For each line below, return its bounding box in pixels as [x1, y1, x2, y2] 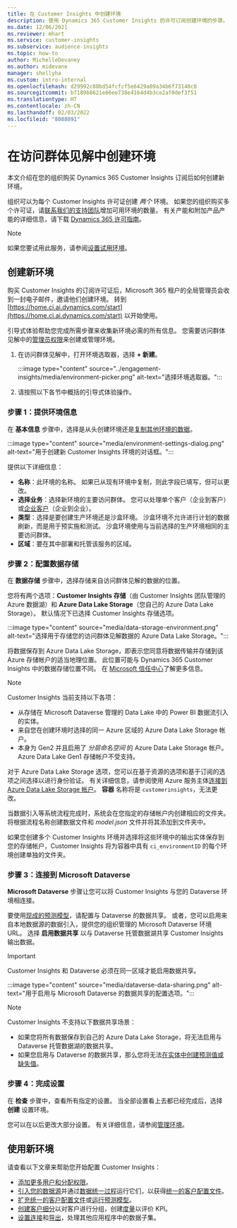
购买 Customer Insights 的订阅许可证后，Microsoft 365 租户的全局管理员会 [7, 286, 224, 294]
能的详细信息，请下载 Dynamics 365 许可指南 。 [7, 214, 146, 223]
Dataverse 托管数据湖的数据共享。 [17, 1042, 118, 1050]
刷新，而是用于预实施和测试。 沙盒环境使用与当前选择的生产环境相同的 [17, 522, 224, 530]
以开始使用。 [123, 311, 162, 320]
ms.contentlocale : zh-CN [7, 103, 80, 110]
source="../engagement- [89, 365, 161, 373]
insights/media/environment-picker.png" [17, 373, 135, 381]
